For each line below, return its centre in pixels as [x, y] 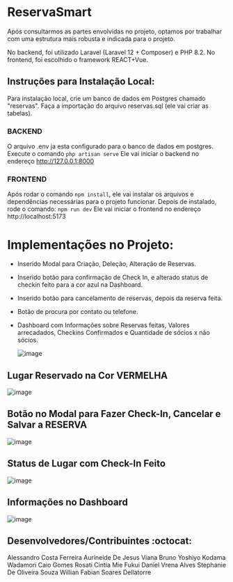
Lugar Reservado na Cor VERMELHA [88, 376]
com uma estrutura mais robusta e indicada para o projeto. [91, 38]
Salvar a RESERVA [47, 425]
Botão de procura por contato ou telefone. [78, 312]
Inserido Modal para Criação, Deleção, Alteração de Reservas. [107, 264]
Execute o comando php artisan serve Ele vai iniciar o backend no [103, 154]
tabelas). [20, 113]
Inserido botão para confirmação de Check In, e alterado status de [113, 277]
